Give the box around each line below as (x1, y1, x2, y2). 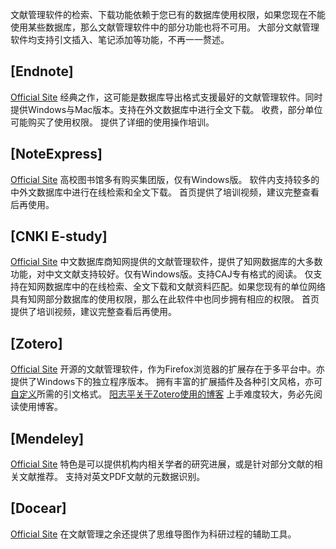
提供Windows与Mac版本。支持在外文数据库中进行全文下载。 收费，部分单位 (10, 103, 323, 115)
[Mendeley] (10, 430, 85, 447)
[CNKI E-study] (10, 228, 108, 245)
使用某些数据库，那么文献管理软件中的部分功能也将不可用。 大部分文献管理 (10, 21, 320, 33)
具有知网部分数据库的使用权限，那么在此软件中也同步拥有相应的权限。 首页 (10, 293, 320, 305)
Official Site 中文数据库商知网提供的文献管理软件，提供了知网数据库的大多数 (10, 256, 323, 268)
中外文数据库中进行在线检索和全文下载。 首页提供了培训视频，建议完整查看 (10, 186, 320, 198)
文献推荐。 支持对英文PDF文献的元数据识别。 (18, 471, 206, 483)
